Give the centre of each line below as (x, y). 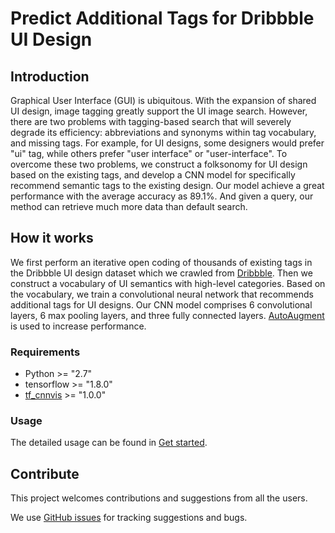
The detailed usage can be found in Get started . (109, 443)
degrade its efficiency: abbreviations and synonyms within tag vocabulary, (163, 132)
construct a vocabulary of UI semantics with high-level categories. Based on (168, 283)
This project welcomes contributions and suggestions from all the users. (159, 498)
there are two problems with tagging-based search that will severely (151, 121)
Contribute (45, 473)
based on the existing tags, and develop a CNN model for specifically (153, 175)
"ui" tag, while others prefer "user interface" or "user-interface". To (149, 153)
